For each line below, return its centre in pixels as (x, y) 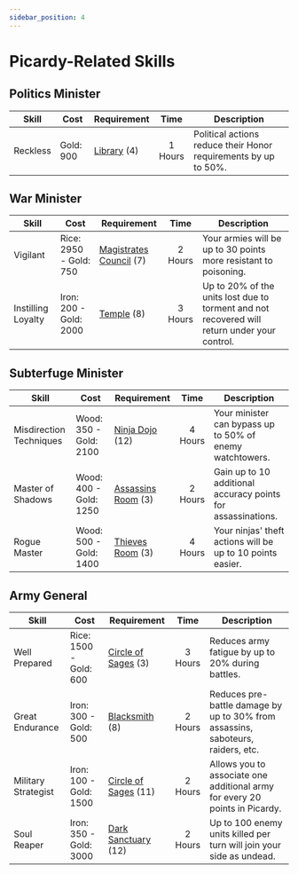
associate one (239, 776)
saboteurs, (232, 739)
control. (219, 342)
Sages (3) (129, 664)
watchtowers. (242, 458)
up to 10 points (245, 553)
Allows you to (238, 764)
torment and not (236, 309)
